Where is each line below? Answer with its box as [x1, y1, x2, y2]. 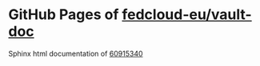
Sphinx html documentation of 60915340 [8, 49, 143, 58]
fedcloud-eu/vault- [122, 6, 252, 24]
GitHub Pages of [8, 6, 119, 24]
